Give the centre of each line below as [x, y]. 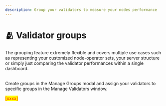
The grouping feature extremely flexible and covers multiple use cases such [83, 52]
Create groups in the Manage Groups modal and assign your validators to [81, 83]
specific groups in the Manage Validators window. [56, 89]
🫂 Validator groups [46, 35]
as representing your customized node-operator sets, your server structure [83, 58]
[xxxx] [12, 98]
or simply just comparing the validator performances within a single [74, 63]
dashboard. [17, 68]
